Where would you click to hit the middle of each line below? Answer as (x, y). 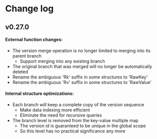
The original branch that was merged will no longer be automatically (82, 66)
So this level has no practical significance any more (73, 131)
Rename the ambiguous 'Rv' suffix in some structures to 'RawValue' (82, 82)
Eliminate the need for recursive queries (61, 115)
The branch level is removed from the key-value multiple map (75, 120)
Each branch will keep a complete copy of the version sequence (78, 104)
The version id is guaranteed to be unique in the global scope (83, 126)
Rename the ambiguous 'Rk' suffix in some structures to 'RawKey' (80, 77)
